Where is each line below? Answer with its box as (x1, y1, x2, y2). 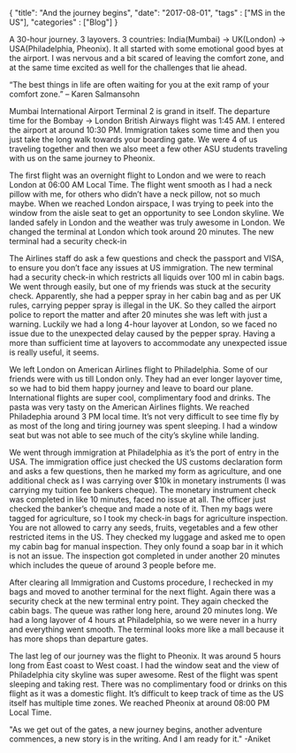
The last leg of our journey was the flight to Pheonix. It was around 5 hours (9, 650, 281, 661)
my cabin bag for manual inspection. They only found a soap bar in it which (9, 542, 284, 551)
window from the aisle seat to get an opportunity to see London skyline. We (9, 208, 285, 218)
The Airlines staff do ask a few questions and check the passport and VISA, (9, 253, 285, 264)
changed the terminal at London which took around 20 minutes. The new (9, 227, 275, 237)
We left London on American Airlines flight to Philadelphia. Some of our (9, 365, 268, 374)
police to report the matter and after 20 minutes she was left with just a (9, 310, 268, 319)
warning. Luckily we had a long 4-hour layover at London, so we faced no (9, 319, 277, 329)
